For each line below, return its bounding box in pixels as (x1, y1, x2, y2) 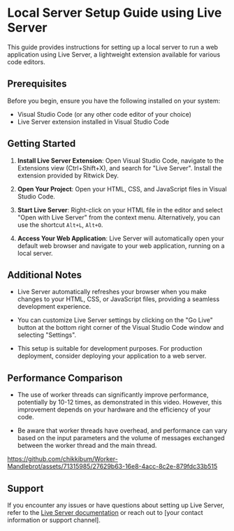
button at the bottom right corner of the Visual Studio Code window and (17, 323, 224, 332)
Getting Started (7, 138, 76, 150)
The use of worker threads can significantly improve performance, (17, 391, 209, 399)
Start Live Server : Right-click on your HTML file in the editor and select (17, 205, 224, 214)
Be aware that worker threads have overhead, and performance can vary (17, 426, 228, 435)
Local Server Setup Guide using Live (7, 5, 222, 21)
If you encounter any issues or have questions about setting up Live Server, (7, 501, 225, 509)
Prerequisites (7, 78, 67, 90)
